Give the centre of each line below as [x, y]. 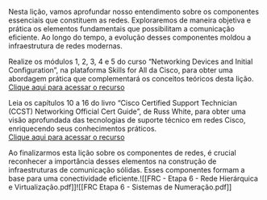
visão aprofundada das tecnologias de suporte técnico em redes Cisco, [127, 120]
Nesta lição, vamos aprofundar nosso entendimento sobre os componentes [134, 12]
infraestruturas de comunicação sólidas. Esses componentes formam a [127, 170]
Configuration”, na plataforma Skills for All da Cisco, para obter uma [121, 70]
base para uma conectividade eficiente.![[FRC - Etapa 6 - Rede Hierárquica [133, 178]
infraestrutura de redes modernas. [65, 46]
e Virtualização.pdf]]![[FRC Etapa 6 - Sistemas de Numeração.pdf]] [120, 187]
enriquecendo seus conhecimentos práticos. [83, 129]
